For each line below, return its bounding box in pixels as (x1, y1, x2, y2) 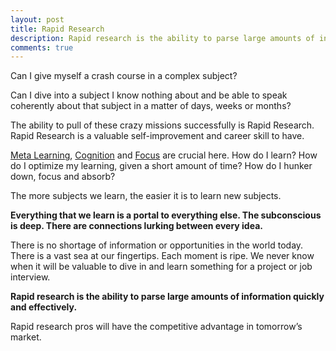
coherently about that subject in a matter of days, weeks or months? (10, 100, 292, 112)
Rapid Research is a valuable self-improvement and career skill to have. (10, 130, 305, 142)
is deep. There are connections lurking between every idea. (10, 220, 263, 232)
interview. (10, 271, 51, 283)
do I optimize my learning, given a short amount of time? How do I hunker (10, 160, 313, 172)
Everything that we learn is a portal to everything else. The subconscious (10, 209, 322, 221)
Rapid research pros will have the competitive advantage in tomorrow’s (10, 321, 303, 333)
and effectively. (10, 301, 78, 313)
